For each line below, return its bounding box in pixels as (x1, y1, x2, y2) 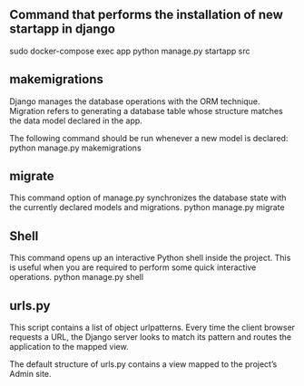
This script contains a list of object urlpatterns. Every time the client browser (9, 322, 296, 333)
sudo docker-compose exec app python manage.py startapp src (9, 45, 250, 56)
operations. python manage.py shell (9, 272, 143, 283)
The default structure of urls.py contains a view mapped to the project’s (9, 359, 278, 370)
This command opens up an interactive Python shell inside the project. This (9, 253, 291, 264)
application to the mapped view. (9, 342, 129, 352)
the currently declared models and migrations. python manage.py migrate (9, 202, 285, 213)
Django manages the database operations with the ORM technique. (9, 95, 260, 107)
